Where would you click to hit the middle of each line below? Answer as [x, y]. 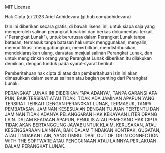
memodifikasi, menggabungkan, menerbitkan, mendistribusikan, [71, 47]
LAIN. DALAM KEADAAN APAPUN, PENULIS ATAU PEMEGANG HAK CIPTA [81, 119]
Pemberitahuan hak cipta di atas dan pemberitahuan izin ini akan [71, 73]
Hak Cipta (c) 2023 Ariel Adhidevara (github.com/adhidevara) [68, 17]
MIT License [18, 7]
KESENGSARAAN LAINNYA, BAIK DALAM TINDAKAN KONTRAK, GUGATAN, [83, 130]
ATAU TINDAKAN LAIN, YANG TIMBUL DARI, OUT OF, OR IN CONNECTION [82, 135]
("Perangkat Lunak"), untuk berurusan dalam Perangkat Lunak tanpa [75, 37]
